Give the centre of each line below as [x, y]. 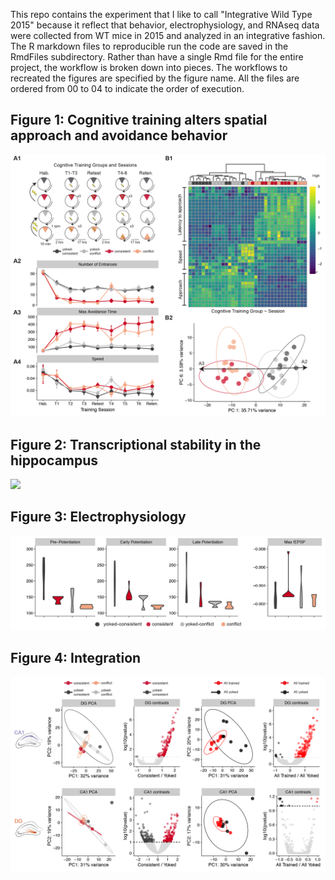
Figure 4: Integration [76, 658]
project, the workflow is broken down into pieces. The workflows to [149, 67]
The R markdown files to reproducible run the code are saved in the [149, 46]
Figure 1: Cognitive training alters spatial [139, 120]
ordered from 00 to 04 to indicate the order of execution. [127, 88]
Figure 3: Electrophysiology [98, 517]
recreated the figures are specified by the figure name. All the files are [155, 78]
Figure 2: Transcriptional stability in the [136, 444]
